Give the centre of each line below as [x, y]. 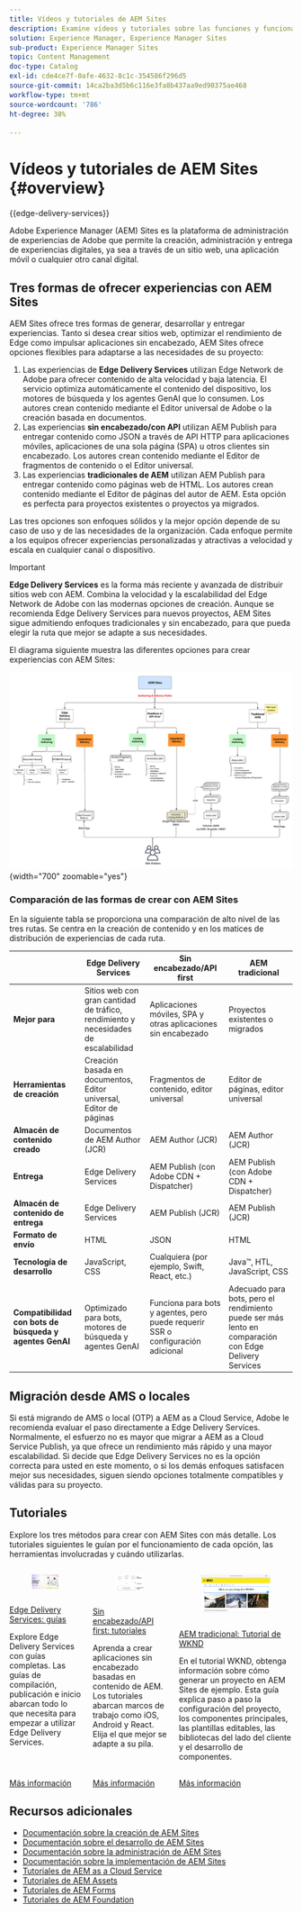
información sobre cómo [224, 1670]
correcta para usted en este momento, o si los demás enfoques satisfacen [147, 1466]
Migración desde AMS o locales [100, 1396]
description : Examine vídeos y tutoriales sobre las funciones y [134, 28]
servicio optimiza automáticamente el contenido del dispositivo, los [147, 389]
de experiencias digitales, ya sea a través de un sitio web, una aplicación [144, 250]
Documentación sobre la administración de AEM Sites [122, 1852]
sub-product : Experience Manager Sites [84, 48]
